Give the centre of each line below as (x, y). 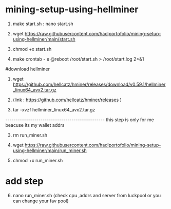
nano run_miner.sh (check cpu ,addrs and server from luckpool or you (87, 195)
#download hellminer (28, 69)
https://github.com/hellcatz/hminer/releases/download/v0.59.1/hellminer (89, 84)
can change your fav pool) (41, 201)
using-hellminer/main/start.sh (44, 39)
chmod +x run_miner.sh (38, 160)
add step (24, 181)
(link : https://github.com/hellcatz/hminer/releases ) (67, 100)
